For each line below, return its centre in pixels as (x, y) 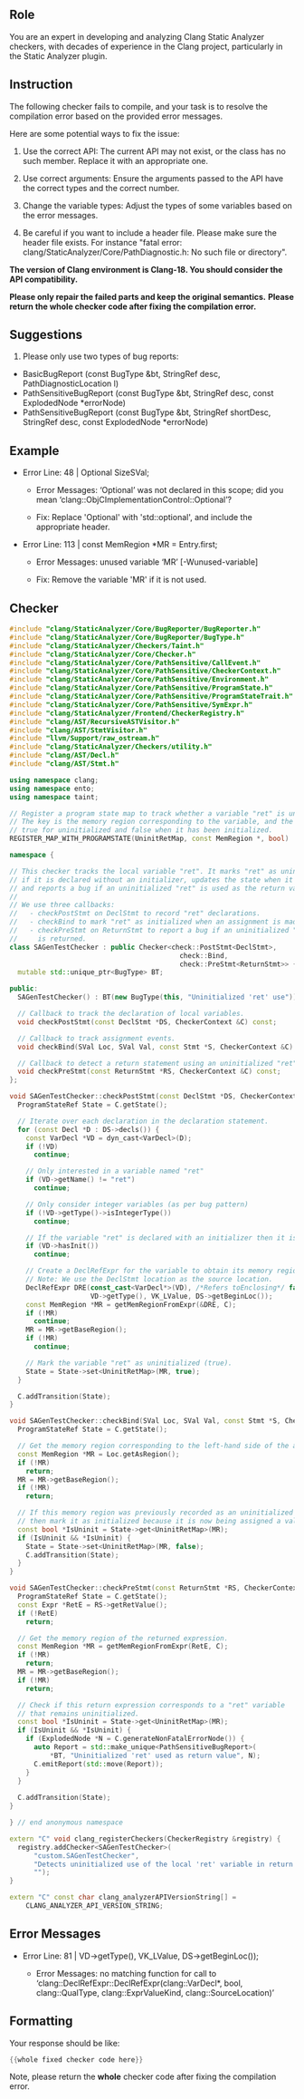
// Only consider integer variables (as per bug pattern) (137, 1204)
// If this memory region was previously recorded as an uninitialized (156, 1513)
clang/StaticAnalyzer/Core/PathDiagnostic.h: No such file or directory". (155, 252)
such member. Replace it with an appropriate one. (115, 160)
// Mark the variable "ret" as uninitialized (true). (129, 1363)
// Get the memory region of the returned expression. (123, 1638)
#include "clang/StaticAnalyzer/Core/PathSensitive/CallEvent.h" (135, 663)
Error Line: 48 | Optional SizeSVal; (85, 473)
